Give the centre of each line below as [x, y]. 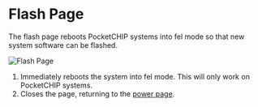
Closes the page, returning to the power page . [97, 93]
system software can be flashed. [63, 45]
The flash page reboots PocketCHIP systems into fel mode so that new [127, 36]
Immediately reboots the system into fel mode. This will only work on [135, 76]
